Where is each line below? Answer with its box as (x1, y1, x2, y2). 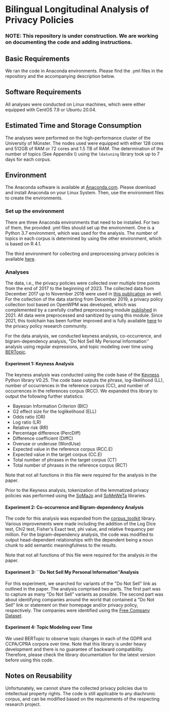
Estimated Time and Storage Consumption (5, 121, 142, 130)
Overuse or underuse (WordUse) (12, 441, 81, 447)
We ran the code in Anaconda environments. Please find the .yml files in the (5, 67, 163, 74)
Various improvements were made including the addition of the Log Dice (5, 521, 156, 527)
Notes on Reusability (5, 672, 72, 680)
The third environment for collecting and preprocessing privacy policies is (5, 250, 159, 257)
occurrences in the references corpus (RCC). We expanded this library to (5, 388, 158, 394)
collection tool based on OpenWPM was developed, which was (5, 301, 137, 307)
